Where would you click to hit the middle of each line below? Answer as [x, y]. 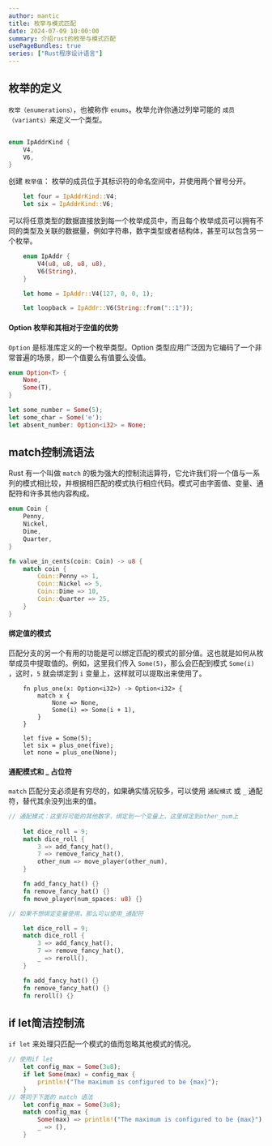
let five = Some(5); [57, 738]
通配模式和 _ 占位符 [40, 771]
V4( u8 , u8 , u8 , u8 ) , [72, 264]
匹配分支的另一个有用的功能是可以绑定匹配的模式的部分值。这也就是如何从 [132, 653]
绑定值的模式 [30, 633]
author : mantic [34, 16]
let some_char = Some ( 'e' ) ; [56, 417]
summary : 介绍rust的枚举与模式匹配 [62, 39]
